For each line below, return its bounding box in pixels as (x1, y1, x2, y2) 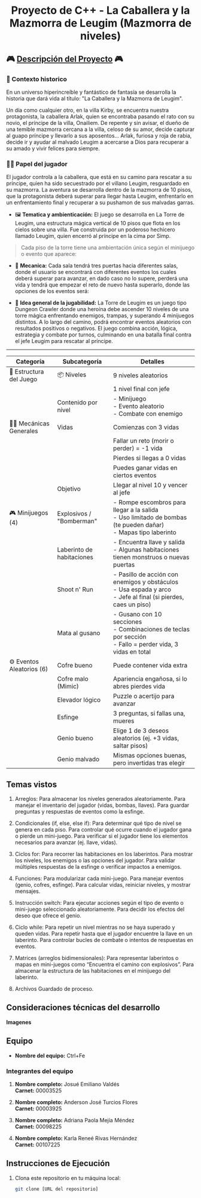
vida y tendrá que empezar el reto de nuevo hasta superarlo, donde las (14, 281, 190, 288)
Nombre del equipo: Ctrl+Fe (14, 1052, 86, 1059)
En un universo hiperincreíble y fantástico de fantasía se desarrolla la (6, 88, 176, 96)
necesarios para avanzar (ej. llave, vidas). (14, 839, 118, 846)
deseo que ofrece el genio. (14, 911, 82, 919)
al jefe (112, 488, 130, 497)
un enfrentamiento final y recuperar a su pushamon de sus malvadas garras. (6, 199, 195, 206)
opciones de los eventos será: (14, 288, 89, 295)
